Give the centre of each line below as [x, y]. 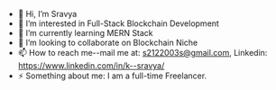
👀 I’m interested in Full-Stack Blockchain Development [118, 23]
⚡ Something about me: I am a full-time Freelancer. [112, 76]
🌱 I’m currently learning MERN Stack [85, 33]
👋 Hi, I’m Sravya [47, 14]
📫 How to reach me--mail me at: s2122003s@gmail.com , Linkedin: [143, 53]
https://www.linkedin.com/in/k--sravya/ [91, 66]
